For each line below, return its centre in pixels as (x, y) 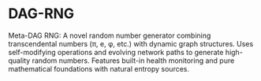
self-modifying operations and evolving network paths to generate (116, 52)
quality (19, 61)
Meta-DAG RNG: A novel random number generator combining (110, 35)
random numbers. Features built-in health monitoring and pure (133, 61)
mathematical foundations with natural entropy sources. (99, 68)
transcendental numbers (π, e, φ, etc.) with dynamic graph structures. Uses (131, 43)
